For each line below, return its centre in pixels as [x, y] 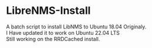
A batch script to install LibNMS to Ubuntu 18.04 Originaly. [76, 27]
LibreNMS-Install [48, 11]
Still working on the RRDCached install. [53, 39]
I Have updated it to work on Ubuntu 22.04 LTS [63, 32]
